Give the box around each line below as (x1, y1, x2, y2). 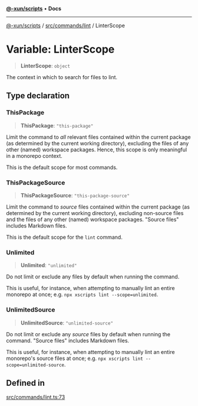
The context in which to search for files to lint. (6, 73, 118, 80)
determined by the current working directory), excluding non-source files (6, 209, 184, 216)
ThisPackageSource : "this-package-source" (20, 191, 130, 199)
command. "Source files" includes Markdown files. (6, 337, 130, 344)
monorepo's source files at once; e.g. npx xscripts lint (6, 355, 143, 362)
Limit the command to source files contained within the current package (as (6, 203, 190, 210)
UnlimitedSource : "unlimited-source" (20, 319, 114, 326)
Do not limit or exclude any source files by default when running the (6, 330, 171, 337)
